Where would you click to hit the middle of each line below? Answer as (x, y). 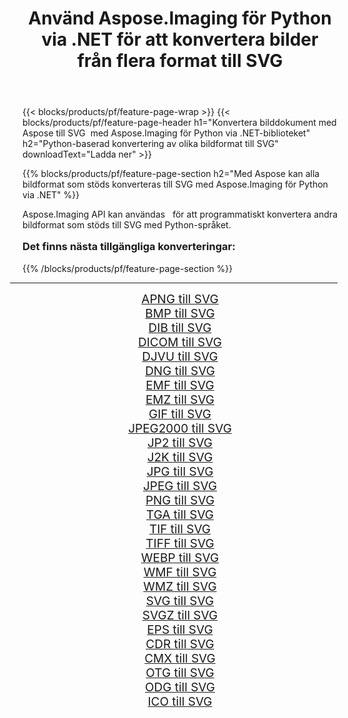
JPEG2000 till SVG (180, 428)
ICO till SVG (180, 701)
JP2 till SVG (180, 443)
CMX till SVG (180, 658)
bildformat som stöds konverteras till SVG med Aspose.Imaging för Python (175, 184)
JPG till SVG (180, 471)
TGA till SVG (180, 514)
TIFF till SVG (180, 543)
